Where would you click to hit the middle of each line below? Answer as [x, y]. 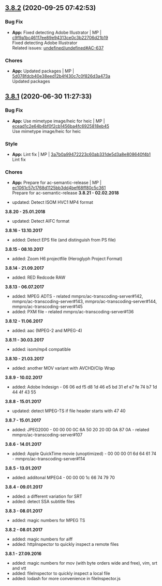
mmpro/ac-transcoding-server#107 [47, 435]
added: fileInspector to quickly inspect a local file [61, 573]
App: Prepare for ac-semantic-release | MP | [57, 183]
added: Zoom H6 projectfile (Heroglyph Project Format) [67, 259]
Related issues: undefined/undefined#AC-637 [58, 48]
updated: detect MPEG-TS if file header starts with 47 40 [69, 411]
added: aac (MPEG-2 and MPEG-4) [47, 331]
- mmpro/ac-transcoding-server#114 [49, 459]
